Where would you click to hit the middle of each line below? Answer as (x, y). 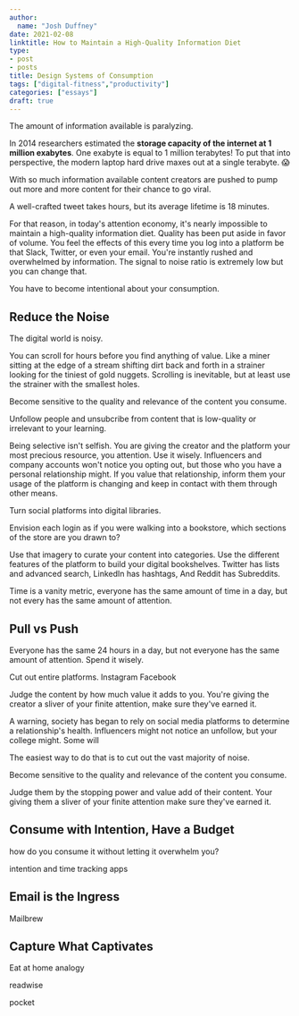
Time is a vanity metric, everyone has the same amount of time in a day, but (149, 591)
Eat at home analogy (47, 968)
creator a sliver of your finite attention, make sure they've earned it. (133, 704)
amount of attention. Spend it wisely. (77, 660)
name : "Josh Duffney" (58, 26)
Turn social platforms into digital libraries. (85, 511)
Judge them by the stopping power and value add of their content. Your (141, 792)
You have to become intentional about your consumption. (115, 289)
